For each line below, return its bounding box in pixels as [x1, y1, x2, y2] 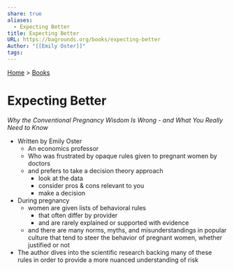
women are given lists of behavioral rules [27, 203, 147, 212]
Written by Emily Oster [17, 137, 82, 145]
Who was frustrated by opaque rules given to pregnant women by [27, 152, 218, 160]
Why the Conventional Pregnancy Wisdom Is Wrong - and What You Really [7, 116, 224, 124]
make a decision [38, 189, 86, 197]
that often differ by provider [38, 211, 118, 219]
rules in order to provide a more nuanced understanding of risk [17, 256, 199, 264]
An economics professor [27, 144, 99, 152]
